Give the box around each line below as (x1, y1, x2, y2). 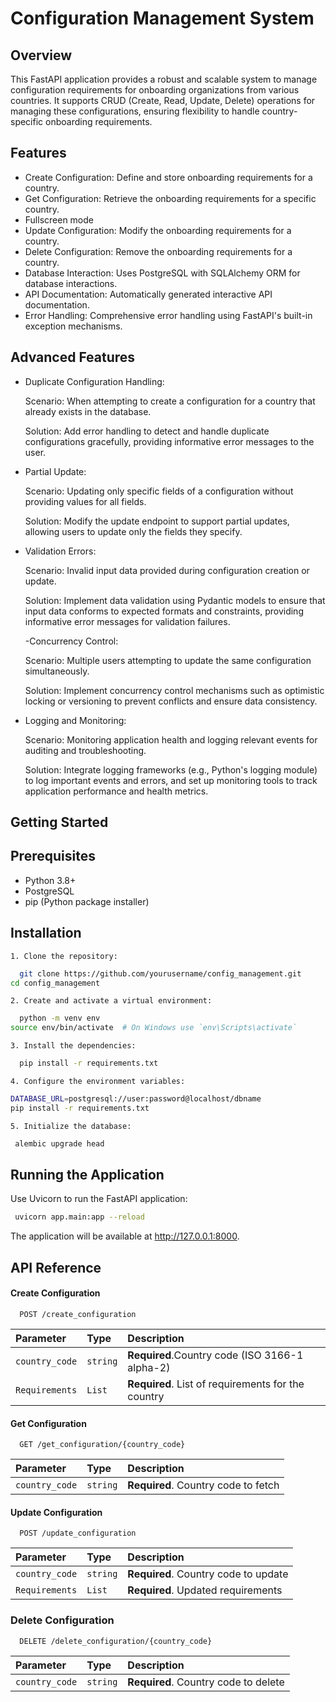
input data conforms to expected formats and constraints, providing (24, 605, 304, 617)
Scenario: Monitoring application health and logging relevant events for (24, 733, 318, 746)
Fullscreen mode (24, 213, 95, 226)
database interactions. (24, 277, 118, 289)
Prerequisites (10, 848, 96, 865)
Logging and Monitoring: (24, 714, 127, 726)
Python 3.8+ (24, 874, 77, 886)
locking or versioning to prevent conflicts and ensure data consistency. (24, 695, 318, 707)
